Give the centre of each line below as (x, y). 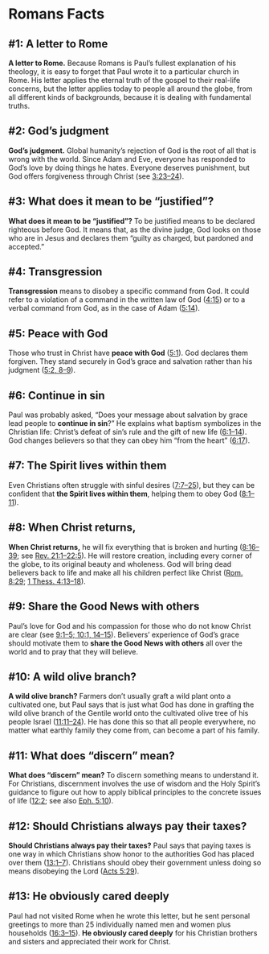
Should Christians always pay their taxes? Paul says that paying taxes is (130, 845)
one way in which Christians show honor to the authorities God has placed (131, 853)
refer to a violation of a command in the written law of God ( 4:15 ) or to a (127, 299)
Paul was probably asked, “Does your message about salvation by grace (128, 415)
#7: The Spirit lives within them (88, 466)
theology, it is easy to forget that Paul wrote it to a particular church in (124, 72)
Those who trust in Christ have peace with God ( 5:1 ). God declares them (128, 353)
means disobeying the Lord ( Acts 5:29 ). (74, 871)
